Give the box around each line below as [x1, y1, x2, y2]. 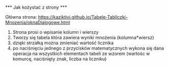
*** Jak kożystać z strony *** [5, 5, 67, 10]
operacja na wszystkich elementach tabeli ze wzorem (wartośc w [12, 50, 150, 56]
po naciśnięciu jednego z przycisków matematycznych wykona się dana [12, 45, 164, 51]
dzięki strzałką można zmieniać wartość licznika [12, 40, 114, 46]
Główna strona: [5, 14, 37, 20]
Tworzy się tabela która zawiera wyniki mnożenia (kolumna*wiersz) [12, 35, 154, 40]
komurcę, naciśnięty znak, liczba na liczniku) [12, 56, 107, 62]
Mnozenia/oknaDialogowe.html [5, 20, 70, 25]
